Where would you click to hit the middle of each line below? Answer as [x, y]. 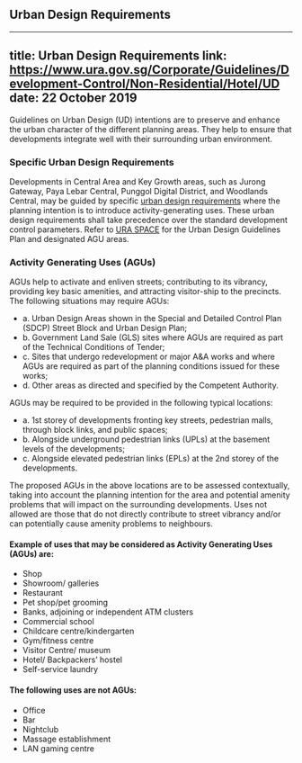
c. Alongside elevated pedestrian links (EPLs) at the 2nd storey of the [151, 459]
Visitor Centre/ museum [66, 651]
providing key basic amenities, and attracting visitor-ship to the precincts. [145, 292]
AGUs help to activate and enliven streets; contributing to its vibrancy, [138, 282]
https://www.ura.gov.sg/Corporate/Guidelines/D [150, 70]
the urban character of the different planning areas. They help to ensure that [151, 129]
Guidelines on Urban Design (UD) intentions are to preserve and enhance [145, 120]
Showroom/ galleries [61, 583]
